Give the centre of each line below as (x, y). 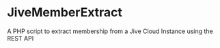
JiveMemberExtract (65, 13)
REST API (20, 38)
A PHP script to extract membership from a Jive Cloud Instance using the (110, 31)
